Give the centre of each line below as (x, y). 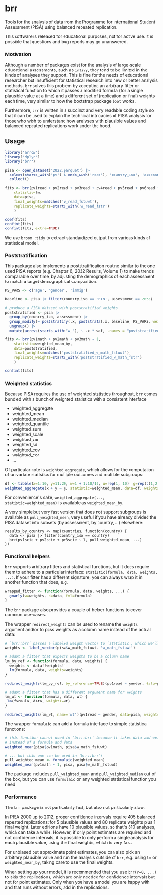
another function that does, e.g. (37, 582)
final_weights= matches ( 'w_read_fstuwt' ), (56, 202)
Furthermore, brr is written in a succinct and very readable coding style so (80, 110)
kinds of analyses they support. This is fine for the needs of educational (77, 75)
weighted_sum (26, 429)
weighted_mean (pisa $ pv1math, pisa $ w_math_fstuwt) (56, 747)
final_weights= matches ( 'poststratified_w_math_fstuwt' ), (73, 353)
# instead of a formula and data (39, 742)
